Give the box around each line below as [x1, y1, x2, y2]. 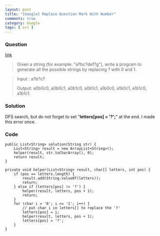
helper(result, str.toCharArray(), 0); [14, 151, 95, 156]
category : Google [5, 20, 40, 26]
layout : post [5, 7, 32, 12]
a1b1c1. [16, 91, 31, 96]
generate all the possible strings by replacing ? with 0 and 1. [16, 66, 137, 73]
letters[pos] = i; [22, 210, 60, 215]
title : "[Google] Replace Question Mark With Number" [5, 12, 116, 16]
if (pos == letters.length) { [14, 172, 75, 177]
